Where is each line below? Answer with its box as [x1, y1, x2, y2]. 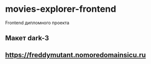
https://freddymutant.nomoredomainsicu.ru [5, 51, 146, 59]
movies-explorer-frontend [5, 3, 116, 15]
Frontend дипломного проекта [5, 20, 70, 26]
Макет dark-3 [5, 34, 49, 42]
